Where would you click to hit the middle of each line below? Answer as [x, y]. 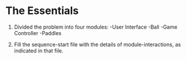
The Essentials [42, 11]
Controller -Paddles [38, 33]
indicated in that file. [39, 50]
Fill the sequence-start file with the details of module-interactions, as [97, 44]
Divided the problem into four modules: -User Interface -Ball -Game [96, 27]
